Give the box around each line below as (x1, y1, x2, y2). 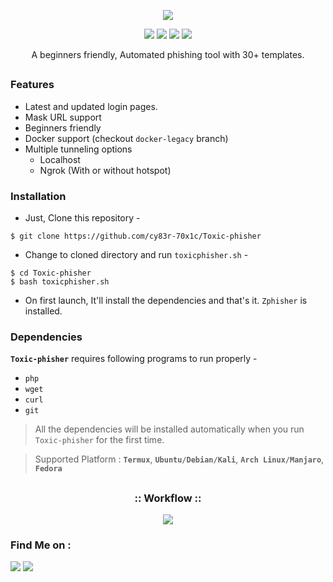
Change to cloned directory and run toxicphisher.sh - (24, 249, 249, 261)
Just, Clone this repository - (24, 212, 141, 224)
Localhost (39, 153, 81, 165)
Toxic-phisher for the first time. (34, 434, 165, 446)
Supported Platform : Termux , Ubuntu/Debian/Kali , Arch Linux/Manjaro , (34, 453, 325, 465)
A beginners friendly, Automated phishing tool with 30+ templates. (31, 49, 305, 60)
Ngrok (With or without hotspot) (39, 164, 172, 176)
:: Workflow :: (134, 491, 202, 505)
